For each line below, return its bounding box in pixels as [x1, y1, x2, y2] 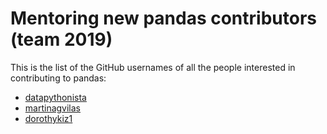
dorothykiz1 [24, 112, 73, 124]
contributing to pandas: [10, 72, 107, 84]
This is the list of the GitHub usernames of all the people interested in [10, 61, 296, 73]
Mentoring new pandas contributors [10, 7, 317, 30]
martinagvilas [24, 102, 82, 114]
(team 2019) [10, 28, 113, 51]
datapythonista [24, 91, 87, 103]
